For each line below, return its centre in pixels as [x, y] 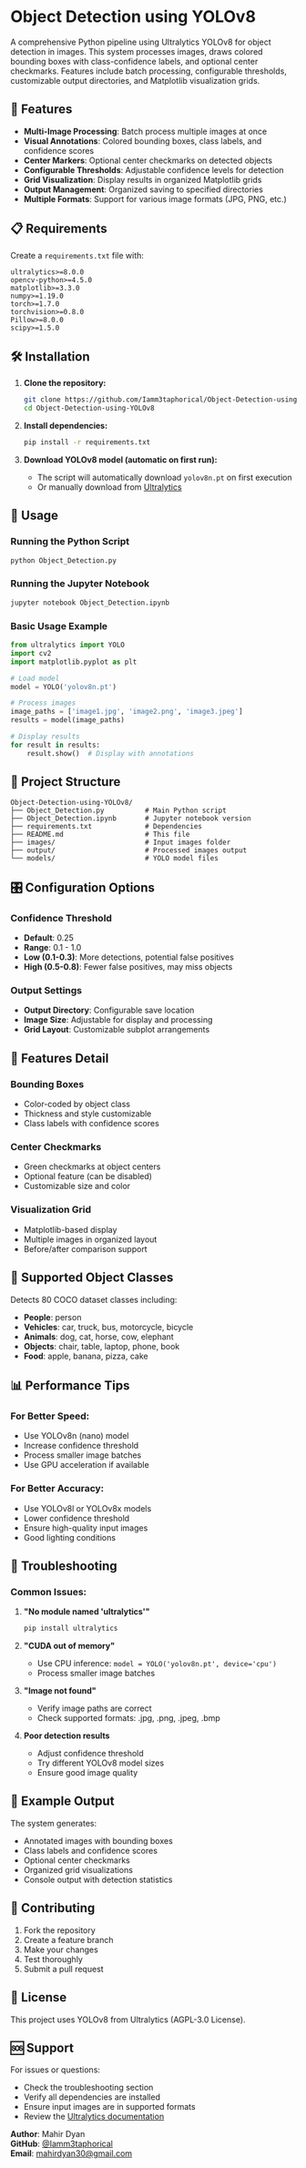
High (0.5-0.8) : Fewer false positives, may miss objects [128, 967]
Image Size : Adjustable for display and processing [118, 1020]
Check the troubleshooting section [88, 2088]
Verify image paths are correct [95, 1708]
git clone [42, 400]
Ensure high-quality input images [86, 1528]
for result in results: [56, 745]
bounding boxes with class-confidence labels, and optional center [134, 61]
